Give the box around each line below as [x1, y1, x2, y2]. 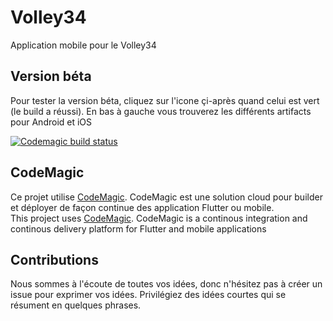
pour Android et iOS [10, 116, 93, 128]
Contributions [10, 251, 99, 268]
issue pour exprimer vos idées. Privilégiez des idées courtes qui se [10, 289, 287, 301]
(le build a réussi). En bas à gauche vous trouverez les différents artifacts [10, 105, 312, 117]
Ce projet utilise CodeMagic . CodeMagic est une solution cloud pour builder [10, 191, 323, 203]
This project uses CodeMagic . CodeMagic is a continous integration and [10, 212, 308, 224]
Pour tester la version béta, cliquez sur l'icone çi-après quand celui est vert [10, 94, 320, 106]
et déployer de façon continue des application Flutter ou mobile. [10, 201, 275, 213]
